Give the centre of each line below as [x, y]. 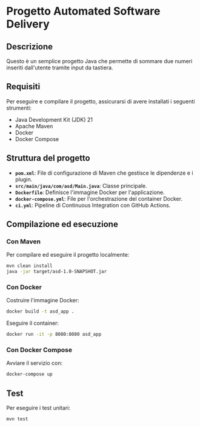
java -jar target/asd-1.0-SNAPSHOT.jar [57, 272]
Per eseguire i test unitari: [38, 408]
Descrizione [30, 47]
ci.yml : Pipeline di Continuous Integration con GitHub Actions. [93, 205]
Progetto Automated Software [83, 11]
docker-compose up [29, 374]
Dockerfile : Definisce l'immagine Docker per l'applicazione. [90, 192]
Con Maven [24, 241]
